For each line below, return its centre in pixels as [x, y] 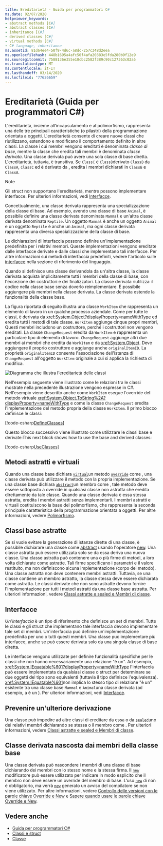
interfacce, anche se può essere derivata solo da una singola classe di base [81, 642]
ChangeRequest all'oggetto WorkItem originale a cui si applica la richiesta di [79, 358]
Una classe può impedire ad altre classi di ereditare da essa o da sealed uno [81, 720]
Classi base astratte [36, 530]
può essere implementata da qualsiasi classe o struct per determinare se [78, 672]
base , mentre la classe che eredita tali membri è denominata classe [73, 151]
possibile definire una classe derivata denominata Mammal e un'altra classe [79, 216]
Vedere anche [27, 817]
